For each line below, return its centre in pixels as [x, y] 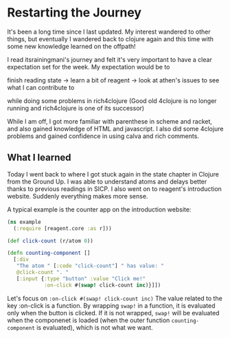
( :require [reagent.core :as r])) [62, 228]
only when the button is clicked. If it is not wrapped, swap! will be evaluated [113, 313]
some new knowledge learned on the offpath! [71, 46]
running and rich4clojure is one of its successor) [76, 108]
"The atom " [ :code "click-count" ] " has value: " [90, 266]
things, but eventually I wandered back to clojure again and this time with [111, 38]
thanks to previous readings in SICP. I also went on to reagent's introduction [114, 189]
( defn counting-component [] [49, 253]
